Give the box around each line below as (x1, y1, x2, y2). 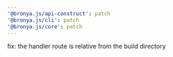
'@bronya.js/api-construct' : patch (7, 10, 111, 17)
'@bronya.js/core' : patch (7, 23, 82, 30)
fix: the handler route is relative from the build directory (7, 42, 166, 51)
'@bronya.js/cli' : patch (7, 17, 80, 24)
